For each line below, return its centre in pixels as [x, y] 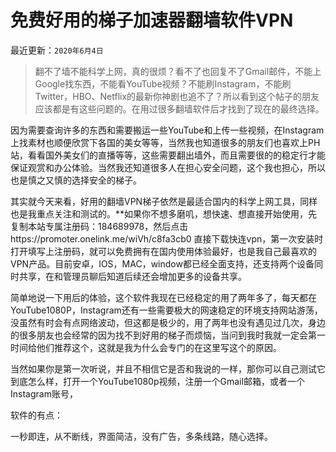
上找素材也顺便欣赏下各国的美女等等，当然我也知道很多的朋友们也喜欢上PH [165, 142]
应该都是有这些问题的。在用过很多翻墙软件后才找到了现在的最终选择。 [179, 108]
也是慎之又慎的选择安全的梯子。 [76, 180]
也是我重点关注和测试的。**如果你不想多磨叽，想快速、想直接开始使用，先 [164, 213]
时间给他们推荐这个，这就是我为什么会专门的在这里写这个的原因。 [146, 347]
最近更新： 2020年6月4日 [57, 50]
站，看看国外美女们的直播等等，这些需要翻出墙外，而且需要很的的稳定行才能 [168, 155]
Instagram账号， [44, 393]
